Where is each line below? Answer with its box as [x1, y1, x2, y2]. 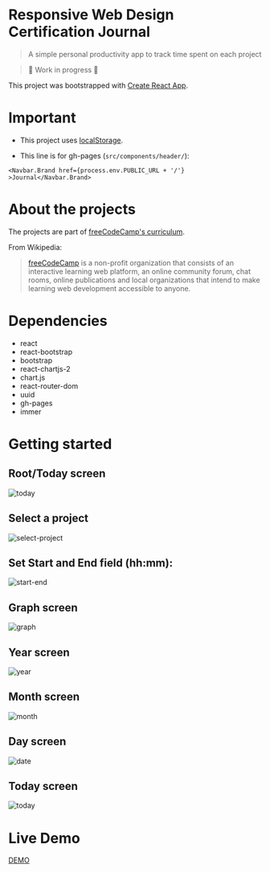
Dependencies [8, 312, 108, 330]
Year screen [8, 645, 70, 659]
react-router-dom [19, 380, 79, 391]
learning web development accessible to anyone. [27, 283, 191, 293]
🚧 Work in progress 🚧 [27, 64, 99, 74]
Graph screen [8, 601, 78, 615]
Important [8, 109, 76, 127]
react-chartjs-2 [19, 364, 71, 373]
